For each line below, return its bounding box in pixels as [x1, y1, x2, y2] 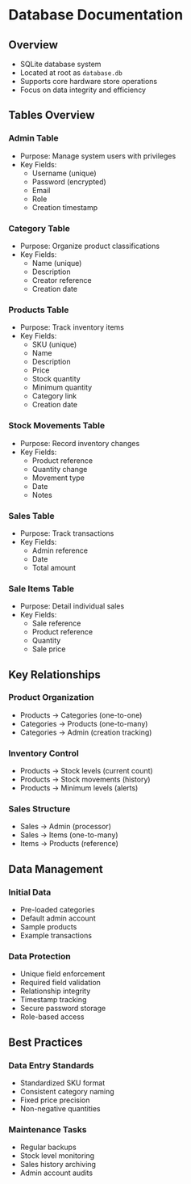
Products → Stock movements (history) [19, 774, 151, 785]
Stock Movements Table [8, 420, 106, 432]
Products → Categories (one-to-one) [19, 710, 143, 720]
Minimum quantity [31, 382, 93, 393]
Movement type [31, 473, 85, 482]
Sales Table [8, 510, 55, 521]
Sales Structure [8, 803, 71, 815]
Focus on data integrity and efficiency [19, 85, 147, 95]
